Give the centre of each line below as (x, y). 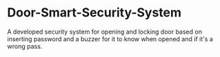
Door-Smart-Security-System (94, 13)
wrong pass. (25, 46)
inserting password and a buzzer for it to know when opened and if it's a (110, 38)
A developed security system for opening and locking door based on (104, 32)
